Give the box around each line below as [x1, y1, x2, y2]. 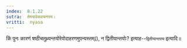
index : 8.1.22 [6, 8, 43, 14]
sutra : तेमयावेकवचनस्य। [6, 14, 56, 20]
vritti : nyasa [6, 19, 43, 25]
